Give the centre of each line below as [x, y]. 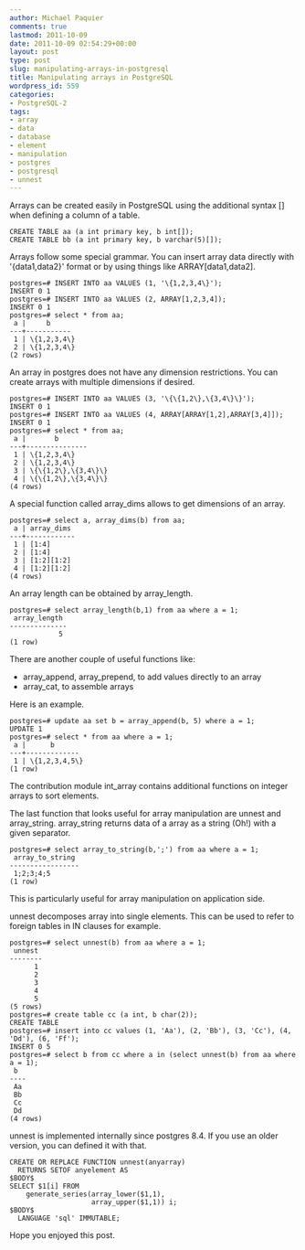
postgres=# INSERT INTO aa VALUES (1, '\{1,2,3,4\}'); [116, 283]
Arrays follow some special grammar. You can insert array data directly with [152, 257]
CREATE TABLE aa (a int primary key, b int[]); [102, 232]
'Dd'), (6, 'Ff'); [44, 1039]
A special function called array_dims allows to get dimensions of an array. [147, 504]
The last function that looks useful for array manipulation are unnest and [145, 814]
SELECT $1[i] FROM [44, 1186]
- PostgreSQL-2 [38, 103]
